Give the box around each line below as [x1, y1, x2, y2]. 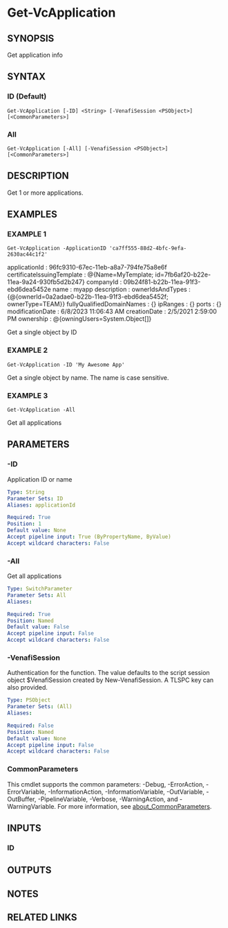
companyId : [86, 278, 122, 286]
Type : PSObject [7, 697, 51, 704]
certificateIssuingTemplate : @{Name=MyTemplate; [7, 270, 154, 279]
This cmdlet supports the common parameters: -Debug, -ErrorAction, [7, 780, 205, 788]
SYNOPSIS [7, 33, 55, 44]
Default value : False [7, 624, 70, 631]
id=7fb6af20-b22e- [155, 270, 211, 279]
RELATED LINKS [7, 911, 77, 923]
